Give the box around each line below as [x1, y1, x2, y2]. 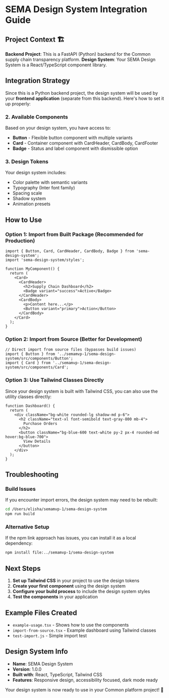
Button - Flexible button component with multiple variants [12, 135, 133, 141]
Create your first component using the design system [12, 583, 126, 589]
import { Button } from [5, 352, 55, 357]
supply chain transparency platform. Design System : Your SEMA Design [5, 57, 156, 62]
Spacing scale [12, 190, 42, 196]
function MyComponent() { [5, 266, 60, 272]
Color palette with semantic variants [12, 179, 88, 185]
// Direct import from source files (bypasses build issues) [5, 347, 137, 353]
